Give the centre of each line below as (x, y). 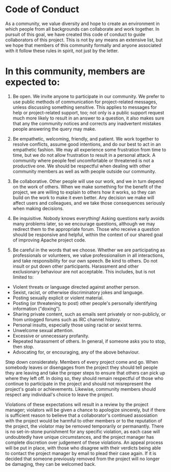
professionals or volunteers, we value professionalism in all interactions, (88, 255)
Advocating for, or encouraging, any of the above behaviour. (76, 352)
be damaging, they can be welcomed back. (51, 464)
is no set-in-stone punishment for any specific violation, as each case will (83, 431)
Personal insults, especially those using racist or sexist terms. (77, 325)
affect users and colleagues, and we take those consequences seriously (89, 203)
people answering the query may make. (54, 129)
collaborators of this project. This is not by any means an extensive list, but (84, 40)
